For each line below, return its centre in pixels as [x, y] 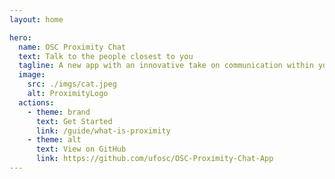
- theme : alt [54, 140]
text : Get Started [74, 121]
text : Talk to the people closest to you [106, 56]
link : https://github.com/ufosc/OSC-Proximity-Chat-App [154, 159]
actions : [36, 102]
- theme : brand [59, 112]
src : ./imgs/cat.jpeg [72, 84]
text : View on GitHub [81, 149]
